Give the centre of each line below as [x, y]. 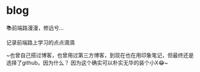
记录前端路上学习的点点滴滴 [41, 42]
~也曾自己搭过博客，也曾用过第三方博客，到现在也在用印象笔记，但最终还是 [100, 55]
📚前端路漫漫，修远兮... [35, 28]
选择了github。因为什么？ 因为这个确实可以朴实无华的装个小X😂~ [87, 62]
